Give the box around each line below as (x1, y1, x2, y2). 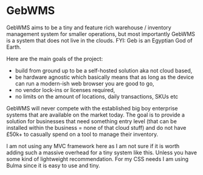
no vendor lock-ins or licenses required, (15, 86, 115, 93)
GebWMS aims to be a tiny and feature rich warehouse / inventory (6, 24, 171, 31)
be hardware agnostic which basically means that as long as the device (15, 73, 194, 80)
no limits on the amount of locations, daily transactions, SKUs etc (15, 93, 179, 100)
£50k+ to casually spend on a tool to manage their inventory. (6, 130, 159, 138)
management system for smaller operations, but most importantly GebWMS (6, 30, 196, 37)
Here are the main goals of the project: (6, 55, 103, 62)
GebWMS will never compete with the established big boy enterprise (6, 104, 178, 112)
